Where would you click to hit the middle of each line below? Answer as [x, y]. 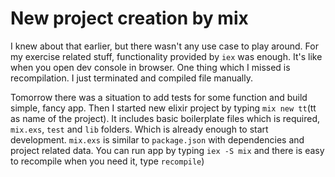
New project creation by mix [129, 18]
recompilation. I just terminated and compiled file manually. [132, 78]
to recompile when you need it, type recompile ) [107, 161]
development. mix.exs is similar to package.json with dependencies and [157, 139]
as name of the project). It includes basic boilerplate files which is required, [165, 118]
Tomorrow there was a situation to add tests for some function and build [159, 97]
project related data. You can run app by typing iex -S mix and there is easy [167, 150]
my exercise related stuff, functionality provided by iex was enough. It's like [166, 56]
